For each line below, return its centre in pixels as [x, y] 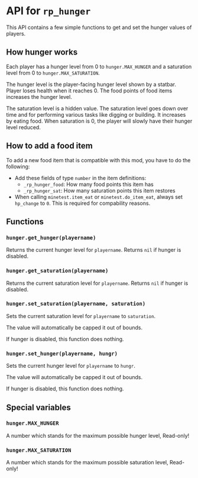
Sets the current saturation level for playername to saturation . [81, 316]
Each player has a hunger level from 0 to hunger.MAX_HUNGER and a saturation [99, 66]
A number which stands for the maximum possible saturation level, [87, 463]
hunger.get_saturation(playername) [57, 271]
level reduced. [24, 127]
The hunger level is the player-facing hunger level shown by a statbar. [91, 84]
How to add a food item [49, 146]
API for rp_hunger [48, 11]
